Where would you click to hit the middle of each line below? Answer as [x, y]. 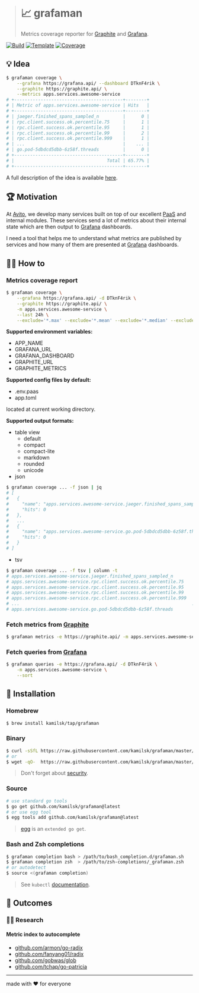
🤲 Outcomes [29, 903]
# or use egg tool [29, 812]
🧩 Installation [31, 694]
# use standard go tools [37, 801]
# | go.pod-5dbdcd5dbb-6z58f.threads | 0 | [78, 150]
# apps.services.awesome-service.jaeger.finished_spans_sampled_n [90, 576]
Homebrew [22, 711]
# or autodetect [26, 868]
